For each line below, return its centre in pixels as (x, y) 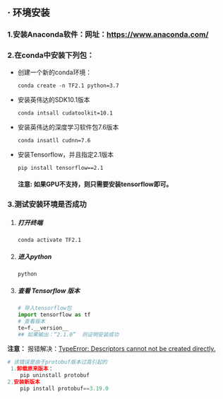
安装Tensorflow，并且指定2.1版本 (66, 154)
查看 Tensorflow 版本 (48, 290)
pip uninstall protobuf (55, 376)
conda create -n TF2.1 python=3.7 (68, 86)
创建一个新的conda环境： (54, 72)
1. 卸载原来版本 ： (32, 369)
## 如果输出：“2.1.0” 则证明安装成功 (68, 335)
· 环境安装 (29, 13)
